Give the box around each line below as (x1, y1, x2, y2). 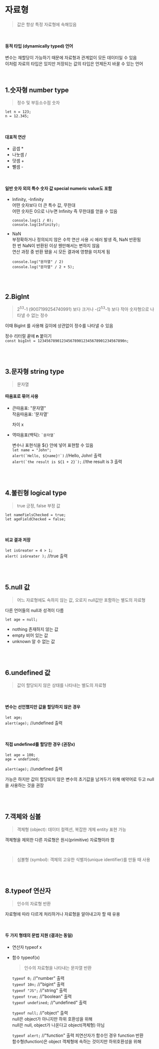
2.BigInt (5, 293, 30, 301)
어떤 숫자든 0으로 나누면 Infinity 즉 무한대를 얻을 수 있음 (12, 208, 118, 214)
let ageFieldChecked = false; (5, 516, 66, 521)
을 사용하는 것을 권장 (5, 782, 44, 788)
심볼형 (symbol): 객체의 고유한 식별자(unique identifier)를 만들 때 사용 (16, 856, 150, 862)
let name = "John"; (12, 447, 52, 453)
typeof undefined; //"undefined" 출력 (12, 999, 87, 1005)
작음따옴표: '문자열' (12, 411, 49, 417)
